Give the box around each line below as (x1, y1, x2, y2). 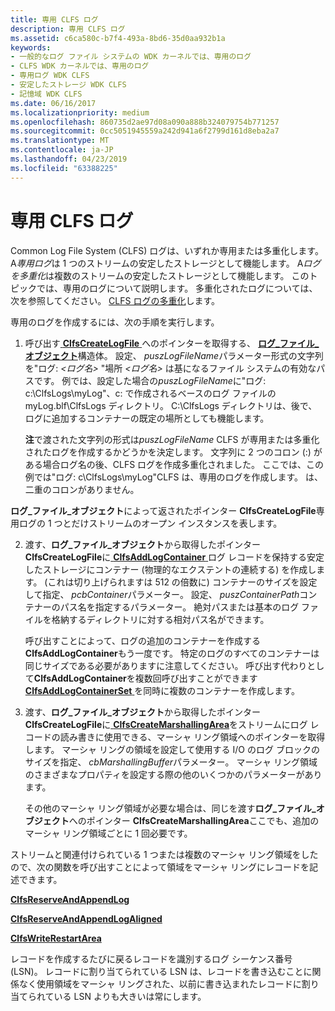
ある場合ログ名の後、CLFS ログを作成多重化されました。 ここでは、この (24, 458, 325, 470)
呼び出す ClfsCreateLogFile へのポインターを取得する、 (24, 337, 257, 349)
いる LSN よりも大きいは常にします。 (53, 990, 207, 1002)
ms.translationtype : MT (10, 136, 110, 146)
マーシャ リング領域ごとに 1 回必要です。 (24, 827, 193, 839)
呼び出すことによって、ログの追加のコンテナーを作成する (24, 634, 261, 646)
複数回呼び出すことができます (134, 672, 258, 684)
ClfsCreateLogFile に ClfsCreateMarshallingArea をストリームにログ (24, 718, 308, 730)
